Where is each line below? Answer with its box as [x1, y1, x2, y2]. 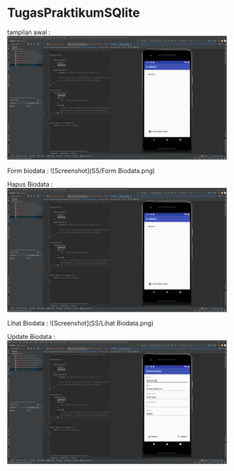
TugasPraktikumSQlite [7, 5, 141, 21]
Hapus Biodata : [7, 180, 54, 189]
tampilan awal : [7, 28, 51, 36]
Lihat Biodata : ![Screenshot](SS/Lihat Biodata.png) [7, 319, 154, 327]
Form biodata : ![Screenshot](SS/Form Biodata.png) [7, 166, 155, 175]
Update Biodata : [7, 332, 56, 340]
